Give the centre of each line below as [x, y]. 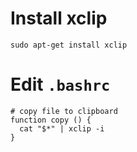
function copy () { [51, 120]
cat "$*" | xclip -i [62, 128]
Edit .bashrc [60, 84]
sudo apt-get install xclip [69, 45]
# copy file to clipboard [64, 111]
